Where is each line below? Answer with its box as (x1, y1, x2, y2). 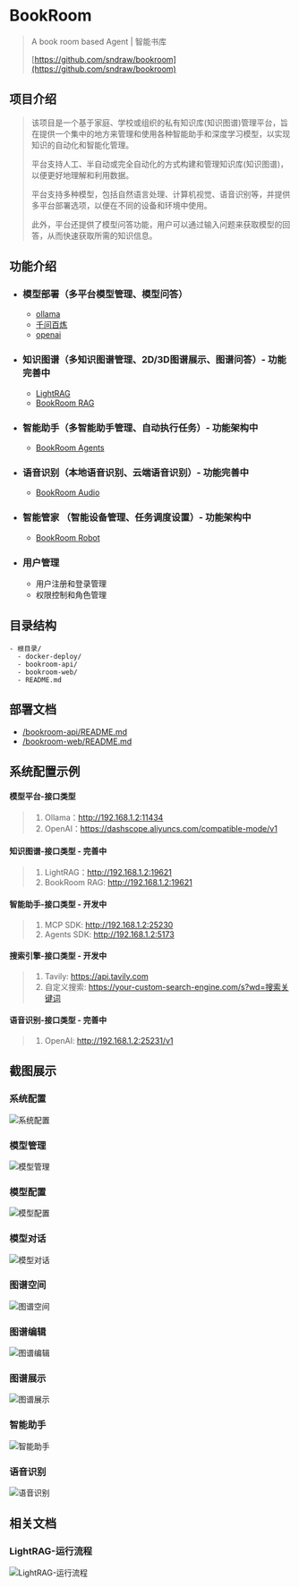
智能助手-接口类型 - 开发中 (9, 899, 107, 909)
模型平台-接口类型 (9, 790, 76, 801)
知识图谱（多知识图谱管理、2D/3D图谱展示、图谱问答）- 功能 (21, 354, 286, 366)
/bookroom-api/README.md (21, 726, 128, 737)
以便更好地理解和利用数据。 (30, 169, 134, 180)
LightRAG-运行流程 (9, 1545, 92, 1557)
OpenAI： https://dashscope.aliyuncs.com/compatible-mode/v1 (44, 823, 278, 834)
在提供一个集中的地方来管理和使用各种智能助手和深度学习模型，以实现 (30, 128, 291, 139)
